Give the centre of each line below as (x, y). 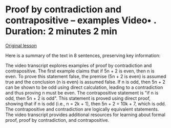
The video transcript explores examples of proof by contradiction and (79, 65)
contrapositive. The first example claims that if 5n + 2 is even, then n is (80, 71)
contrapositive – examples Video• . (81, 20)
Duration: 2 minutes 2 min (61, 31)
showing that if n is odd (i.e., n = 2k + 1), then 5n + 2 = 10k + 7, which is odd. (86, 103)
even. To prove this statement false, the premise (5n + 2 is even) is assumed (86, 76)
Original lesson (21, 45)
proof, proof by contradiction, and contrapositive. (57, 120)
